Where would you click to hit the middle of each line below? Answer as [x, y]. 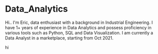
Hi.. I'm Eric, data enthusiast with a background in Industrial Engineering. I [79, 22]
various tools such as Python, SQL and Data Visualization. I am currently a [79, 33]
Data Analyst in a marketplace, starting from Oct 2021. [59, 38]
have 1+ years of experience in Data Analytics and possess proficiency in [78, 27]
